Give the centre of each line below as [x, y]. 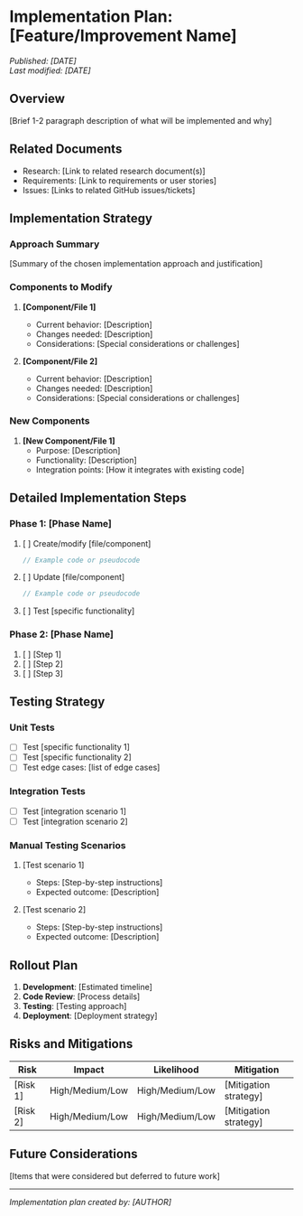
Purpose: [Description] [78, 450]
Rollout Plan [44, 965]
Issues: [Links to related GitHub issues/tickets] [109, 190]
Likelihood [176, 1070]
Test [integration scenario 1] [74, 811]
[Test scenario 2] [54, 910]
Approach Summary [55, 244]
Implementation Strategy [81, 218]
